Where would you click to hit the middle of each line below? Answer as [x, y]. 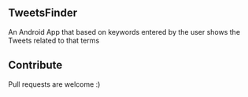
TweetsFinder [43, 13]
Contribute [35, 65]
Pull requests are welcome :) [54, 84]
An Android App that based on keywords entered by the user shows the [124, 32]
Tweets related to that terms [54, 40]
